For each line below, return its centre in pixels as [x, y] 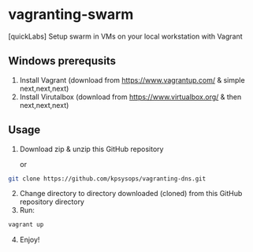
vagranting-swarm [71, 15]
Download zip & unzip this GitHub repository [91, 149]
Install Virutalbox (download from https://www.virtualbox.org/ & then [130, 97]
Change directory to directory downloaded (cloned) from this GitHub [131, 194]
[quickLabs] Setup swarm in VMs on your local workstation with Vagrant [125, 36]
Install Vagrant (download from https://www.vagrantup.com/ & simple [132, 80]
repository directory [52, 202]
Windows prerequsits [62, 61]
